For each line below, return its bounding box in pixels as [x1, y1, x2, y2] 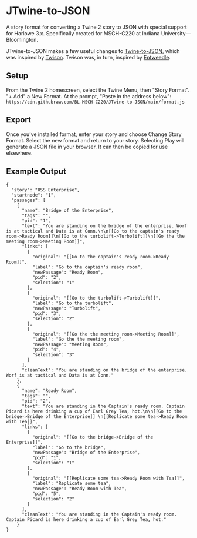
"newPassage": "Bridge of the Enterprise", [32, 450, 141, 456]
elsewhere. [6, 149, 33, 157]
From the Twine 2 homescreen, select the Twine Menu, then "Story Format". [6, 87, 190, 94]
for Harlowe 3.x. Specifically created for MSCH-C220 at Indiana [6, 29, 160, 36]
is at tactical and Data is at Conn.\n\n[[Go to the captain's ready [6, 228, 180, 234]
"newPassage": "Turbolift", [32, 305, 101, 311]
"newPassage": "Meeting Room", [32, 341, 109, 348]
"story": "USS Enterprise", [11, 187, 80, 193]
